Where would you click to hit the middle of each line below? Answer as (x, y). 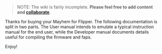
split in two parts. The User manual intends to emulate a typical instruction (80, 27)
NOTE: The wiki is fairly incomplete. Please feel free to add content (85, 7)
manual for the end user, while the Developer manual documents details (77, 32)
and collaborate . (34, 12)
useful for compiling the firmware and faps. (48, 37)
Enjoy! (11, 46)
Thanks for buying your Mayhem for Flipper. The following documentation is (81, 22)
